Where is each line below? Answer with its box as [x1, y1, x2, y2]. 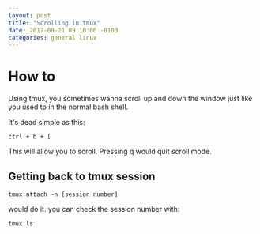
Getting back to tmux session [8, 169, 156, 183]
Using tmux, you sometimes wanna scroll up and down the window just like [8, 94, 253, 104]
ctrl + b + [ [8, 133, 51, 141]
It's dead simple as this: [8, 118, 85, 127]
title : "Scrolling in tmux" [8, 19, 101, 27]
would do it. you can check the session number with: [8, 205, 180, 213]
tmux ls [8, 220, 34, 228]
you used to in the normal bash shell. [8, 102, 129, 111]
